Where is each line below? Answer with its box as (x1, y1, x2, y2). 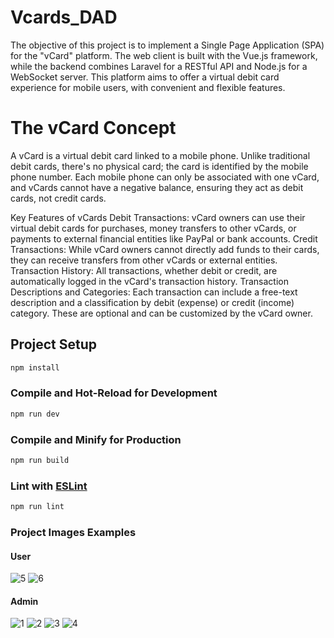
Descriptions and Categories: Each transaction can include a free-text (10, 286, 298, 298)
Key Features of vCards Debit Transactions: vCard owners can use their (10, 211, 306, 223)
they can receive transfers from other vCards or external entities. (10, 254, 278, 266)
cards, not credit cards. (10, 192, 107, 204)
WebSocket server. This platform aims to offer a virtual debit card (10, 71, 280, 83)
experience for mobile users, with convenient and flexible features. (10, 81, 286, 93)
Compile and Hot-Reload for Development (10, 386, 218, 400)
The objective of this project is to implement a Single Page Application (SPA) (10, 39, 325, 51)
